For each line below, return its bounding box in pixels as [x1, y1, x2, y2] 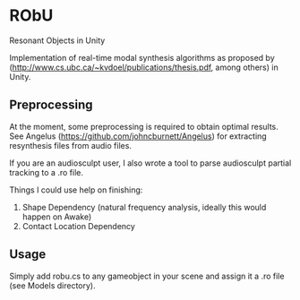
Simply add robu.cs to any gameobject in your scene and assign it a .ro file [9, 270, 285, 281]
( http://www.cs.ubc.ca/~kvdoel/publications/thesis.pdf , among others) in [9, 62, 279, 73]
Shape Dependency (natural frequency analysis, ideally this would [21, 201, 267, 212]
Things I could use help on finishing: [9, 184, 143, 195]
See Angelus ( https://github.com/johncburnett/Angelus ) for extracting [9, 131, 267, 141]
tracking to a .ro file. [9, 167, 83, 177]
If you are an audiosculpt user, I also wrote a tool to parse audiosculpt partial [9, 158, 292, 168]
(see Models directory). [9, 279, 96, 291]
